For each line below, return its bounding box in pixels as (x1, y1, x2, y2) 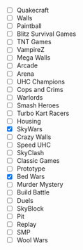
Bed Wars (16, 172, 45, 181)
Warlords (16, 93, 43, 101)
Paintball (16, 22, 43, 30)
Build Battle (16, 188, 50, 197)
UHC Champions (16, 77, 66, 86)
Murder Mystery (16, 180, 63, 189)
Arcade (16, 61, 38, 70)
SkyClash (16, 149, 45, 157)
